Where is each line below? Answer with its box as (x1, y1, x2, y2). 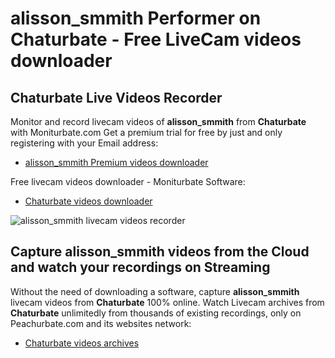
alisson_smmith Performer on (10, 7, 262, 30)
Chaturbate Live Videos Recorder (10, 89, 223, 106)
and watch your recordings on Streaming (10, 259, 271, 276)
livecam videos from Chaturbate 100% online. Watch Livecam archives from (10, 296, 325, 308)
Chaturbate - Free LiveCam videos (10, 28, 302, 51)
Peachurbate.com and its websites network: (10, 317, 192, 329)
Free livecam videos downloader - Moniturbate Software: (10, 176, 246, 187)
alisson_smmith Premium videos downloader (24, 157, 209, 168)
